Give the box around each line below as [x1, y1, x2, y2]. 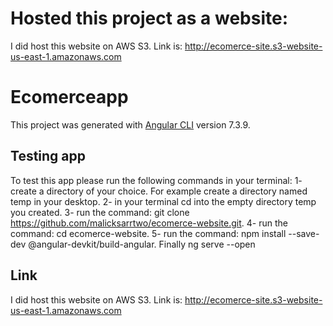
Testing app [10, 148, 87, 165]
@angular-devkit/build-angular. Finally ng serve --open [28, 238, 256, 250]
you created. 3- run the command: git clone [10, 206, 190, 218]
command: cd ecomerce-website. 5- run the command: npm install [10, 227, 287, 239]
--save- [288, 227, 320, 239]
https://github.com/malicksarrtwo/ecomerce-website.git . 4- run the [10, 217, 288, 229]
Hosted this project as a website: [10, 7, 289, 30]
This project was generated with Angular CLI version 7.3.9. [10, 118, 251, 131]
